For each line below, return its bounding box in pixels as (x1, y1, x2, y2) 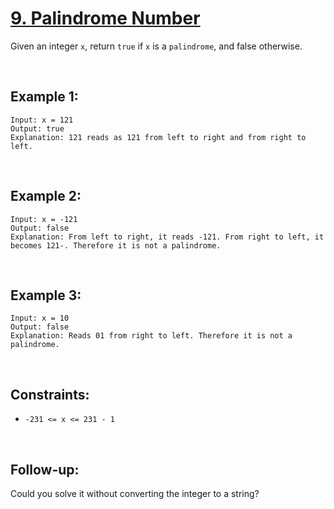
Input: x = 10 (10, 313, 70, 324)
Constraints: (10, 386, 90, 403)
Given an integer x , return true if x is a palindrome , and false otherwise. (10, 40, 303, 52)
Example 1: (10, 88, 79, 106)
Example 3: (10, 287, 82, 304)
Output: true (10, 123, 65, 134)
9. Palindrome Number (10, 7, 201, 30)
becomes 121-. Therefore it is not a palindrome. (10, 240, 222, 251)
